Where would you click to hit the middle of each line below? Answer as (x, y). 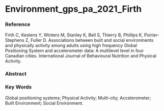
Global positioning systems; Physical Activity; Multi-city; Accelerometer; (78, 98)
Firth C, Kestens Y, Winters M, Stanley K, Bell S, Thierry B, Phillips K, (74, 35)
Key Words (18, 87)
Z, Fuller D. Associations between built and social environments (89, 40)
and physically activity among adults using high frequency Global (71, 46)
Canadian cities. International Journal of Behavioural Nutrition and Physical (81, 56)
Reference (18, 25)
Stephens (15, 40)
